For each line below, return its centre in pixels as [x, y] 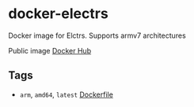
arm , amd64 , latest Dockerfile [66, 94]
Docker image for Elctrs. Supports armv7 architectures [97, 35]
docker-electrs [58, 14]
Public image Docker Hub [50, 50]
